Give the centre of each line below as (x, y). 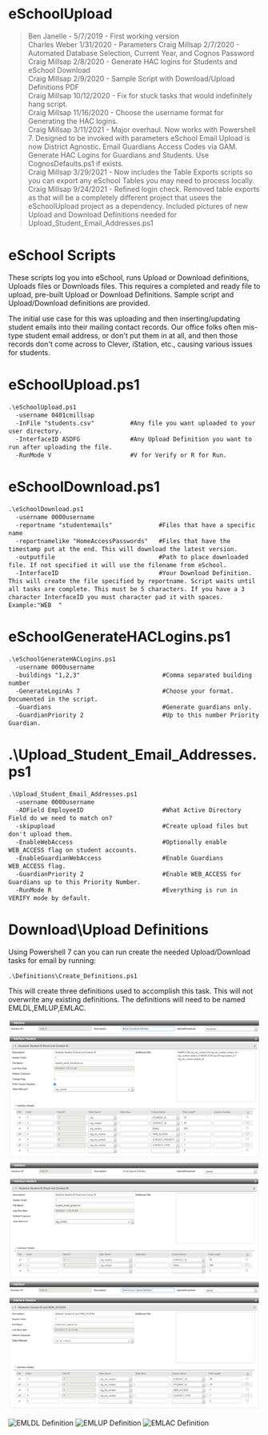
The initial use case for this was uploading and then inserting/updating (124, 318)
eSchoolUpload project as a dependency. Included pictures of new (138, 206)
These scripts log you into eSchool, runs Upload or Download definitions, (129, 278)
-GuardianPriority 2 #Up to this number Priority (138, 715)
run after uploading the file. (60, 447)
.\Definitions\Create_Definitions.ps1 (73, 976)
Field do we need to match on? (60, 818)
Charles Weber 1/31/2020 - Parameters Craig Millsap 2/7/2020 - (134, 44)
